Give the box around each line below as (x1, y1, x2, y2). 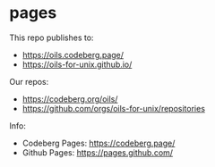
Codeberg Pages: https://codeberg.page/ (21, 138, 176, 148)
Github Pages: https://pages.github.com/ (21, 146, 173, 158)
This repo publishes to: (9, 32, 94, 43)
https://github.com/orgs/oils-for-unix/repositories (21, 103, 206, 113)
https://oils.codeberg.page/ (21, 49, 124, 60)
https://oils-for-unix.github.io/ (21, 59, 133, 70)
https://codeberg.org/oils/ (21, 93, 118, 104)
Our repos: (9, 76, 49, 87)
